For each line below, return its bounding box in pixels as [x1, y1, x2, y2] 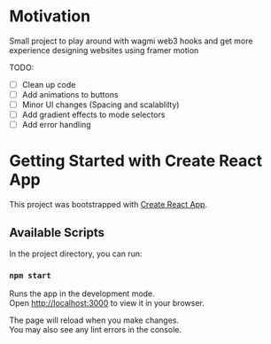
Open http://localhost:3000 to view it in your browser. [9, 298, 205, 309]
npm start [9, 270, 51, 280]
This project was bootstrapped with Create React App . [9, 199, 208, 210]
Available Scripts [9, 224, 105, 240]
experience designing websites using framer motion [9, 44, 199, 55]
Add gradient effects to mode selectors [21, 109, 166, 121]
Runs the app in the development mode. [9, 288, 155, 299]
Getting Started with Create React [9, 151, 263, 171]
